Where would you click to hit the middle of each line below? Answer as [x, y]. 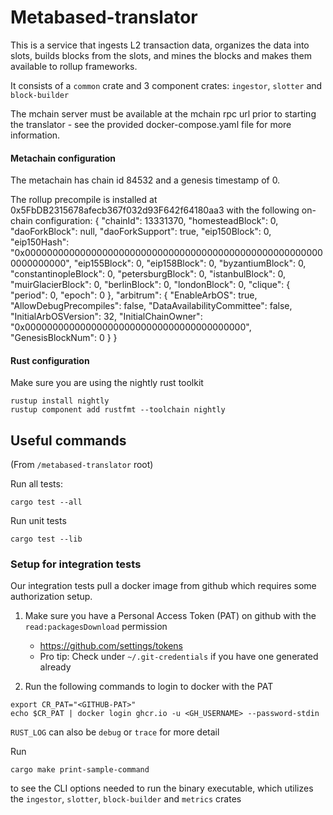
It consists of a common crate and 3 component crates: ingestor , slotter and [166, 85]
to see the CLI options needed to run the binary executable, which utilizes [162, 788]
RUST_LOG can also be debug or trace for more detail [115, 732]
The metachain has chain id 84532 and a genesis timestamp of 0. [145, 180]
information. [35, 135]
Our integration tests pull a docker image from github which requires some [163, 586]
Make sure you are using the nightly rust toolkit [107, 383]
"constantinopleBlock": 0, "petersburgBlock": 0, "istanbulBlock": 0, [148, 274]
